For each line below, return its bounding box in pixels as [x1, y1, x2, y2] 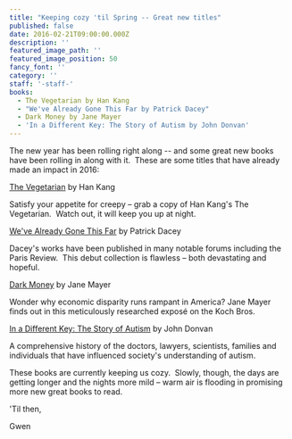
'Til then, [9, 403, 42, 414]
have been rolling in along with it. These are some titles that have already [9, 155, 280, 165]
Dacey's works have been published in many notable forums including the [9, 243, 281, 253]
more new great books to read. [9, 386, 123, 397]
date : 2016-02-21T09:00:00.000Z [9, 29, 129, 38]
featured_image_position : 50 [9, 54, 118, 63]
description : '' [9, 37, 70, 47]
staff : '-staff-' [9, 79, 74, 88]
